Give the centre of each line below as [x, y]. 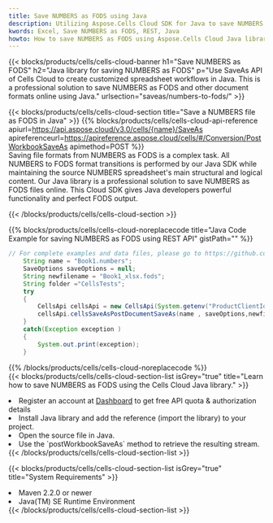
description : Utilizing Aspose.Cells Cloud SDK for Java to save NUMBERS [136, 24]
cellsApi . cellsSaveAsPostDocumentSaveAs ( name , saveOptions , [143, 314]
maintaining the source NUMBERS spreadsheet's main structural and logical [135, 172]
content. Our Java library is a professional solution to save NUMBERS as [129, 181]
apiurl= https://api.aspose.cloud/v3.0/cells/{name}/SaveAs [106, 129]
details [19, 409]
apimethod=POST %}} [107, 146]
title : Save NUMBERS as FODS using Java [78, 16]
